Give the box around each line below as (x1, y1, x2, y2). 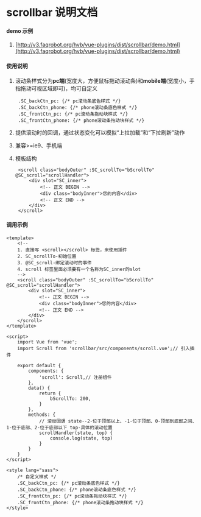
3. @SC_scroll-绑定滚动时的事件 (17, 259, 92, 266)
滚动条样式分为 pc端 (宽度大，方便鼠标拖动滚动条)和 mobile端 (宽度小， (15, 77, 190, 84)
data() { (28, 385, 51, 391)
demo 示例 (6, 27, 33, 34)
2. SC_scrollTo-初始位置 (17, 253, 77, 259)
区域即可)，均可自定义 (41, 85, 97, 92)
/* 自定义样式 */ (17, 473, 57, 480)
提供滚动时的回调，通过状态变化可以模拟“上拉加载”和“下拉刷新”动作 (15, 128, 185, 136)
